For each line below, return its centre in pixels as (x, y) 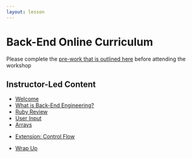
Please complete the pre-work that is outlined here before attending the (96, 59)
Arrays (23, 125)
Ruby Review (31, 112)
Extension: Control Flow (45, 137)
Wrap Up (26, 148)
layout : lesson (26, 12)
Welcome (27, 99)
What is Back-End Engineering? (54, 105)
